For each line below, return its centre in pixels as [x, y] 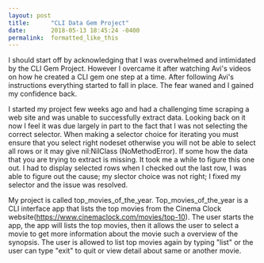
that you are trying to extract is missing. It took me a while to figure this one [132, 160]
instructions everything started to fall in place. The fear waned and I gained [131, 86]
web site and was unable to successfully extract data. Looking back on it [127, 118]
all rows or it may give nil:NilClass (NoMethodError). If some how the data [128, 151]
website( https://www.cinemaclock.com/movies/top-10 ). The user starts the [131, 217]
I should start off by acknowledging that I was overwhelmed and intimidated [132, 60]
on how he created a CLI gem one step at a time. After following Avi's [121, 77]
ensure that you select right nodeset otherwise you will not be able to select [132, 143]
